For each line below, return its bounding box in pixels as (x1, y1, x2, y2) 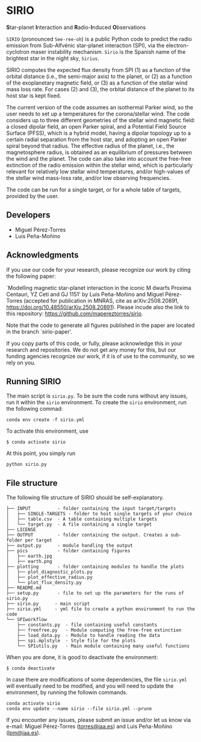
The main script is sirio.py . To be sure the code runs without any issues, (6, 392, 188, 399)
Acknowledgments (6, 250, 79, 260)
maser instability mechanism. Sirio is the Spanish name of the (31, 48, 186, 55)
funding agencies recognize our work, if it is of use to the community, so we (6, 352, 195, 360)
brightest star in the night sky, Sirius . (6, 54, 99, 62)
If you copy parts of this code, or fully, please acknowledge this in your (6, 340, 182, 347)
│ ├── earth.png (6, 558, 52, 565)
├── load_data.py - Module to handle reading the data (17, 633, 161, 639)
